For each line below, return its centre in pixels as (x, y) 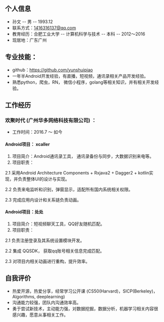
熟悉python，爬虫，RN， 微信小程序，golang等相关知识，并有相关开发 (83, 82)
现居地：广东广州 (29, 40)
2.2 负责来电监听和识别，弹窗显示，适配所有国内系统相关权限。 (69, 189)
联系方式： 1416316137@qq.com (44, 28)
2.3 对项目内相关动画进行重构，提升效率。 (47, 261)
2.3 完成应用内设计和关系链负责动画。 (43, 200)
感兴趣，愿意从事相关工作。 (40, 315)
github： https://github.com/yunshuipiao (52, 70)
